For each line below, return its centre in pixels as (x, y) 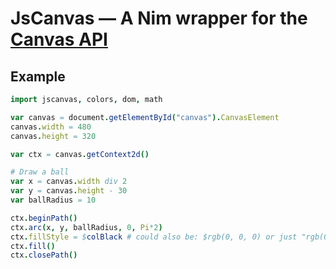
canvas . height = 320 (53, 136)
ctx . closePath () (44, 255)
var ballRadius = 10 (53, 200)
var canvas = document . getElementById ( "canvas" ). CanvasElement (145, 117)
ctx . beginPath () (44, 218)
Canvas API (59, 39)
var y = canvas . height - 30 (69, 191)
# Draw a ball (40, 172)
